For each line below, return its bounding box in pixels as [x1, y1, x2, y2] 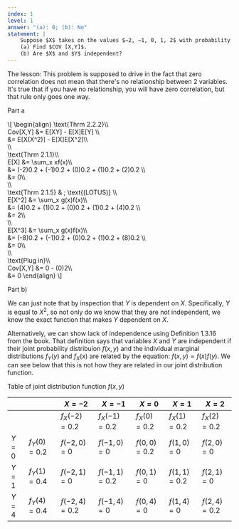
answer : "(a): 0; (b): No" [7, 23, 87, 31]
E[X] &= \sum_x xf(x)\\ [7, 157, 73, 166]
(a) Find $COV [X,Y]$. [20, 43, 87, 51]
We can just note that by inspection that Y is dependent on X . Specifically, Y [7, 298, 230, 307]
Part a [7, 106, 25, 115]
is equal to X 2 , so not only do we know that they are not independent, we [7, 306, 221, 316]
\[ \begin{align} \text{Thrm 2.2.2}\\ [7, 120, 109, 128]
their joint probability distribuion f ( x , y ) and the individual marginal [7, 344, 200, 352]
